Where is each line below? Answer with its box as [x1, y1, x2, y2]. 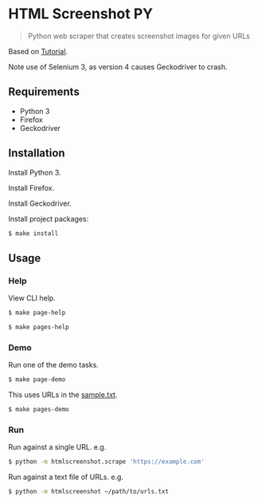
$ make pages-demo [8, 406, 69, 414]
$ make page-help [8, 308, 66, 317]
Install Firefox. [8, 183, 55, 192]
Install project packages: [8, 214, 89, 223]
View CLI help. [8, 293, 56, 303]
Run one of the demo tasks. [8, 360, 100, 370]
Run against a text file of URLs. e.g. [8, 472, 123, 482]
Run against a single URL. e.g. [8, 442, 107, 452]
